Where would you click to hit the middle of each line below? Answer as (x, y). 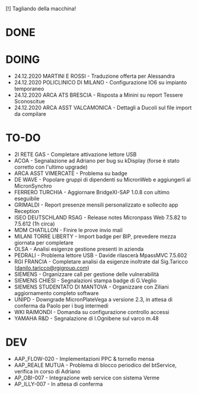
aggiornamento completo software (56, 293)
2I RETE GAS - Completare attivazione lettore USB (75, 154)
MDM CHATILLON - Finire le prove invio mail (68, 230)
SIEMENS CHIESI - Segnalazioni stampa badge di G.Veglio (85, 281)
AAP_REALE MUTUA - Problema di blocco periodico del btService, (95, 365)
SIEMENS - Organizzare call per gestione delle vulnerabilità (87, 274)
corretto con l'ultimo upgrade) (51, 167)
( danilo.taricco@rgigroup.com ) (52, 268)
